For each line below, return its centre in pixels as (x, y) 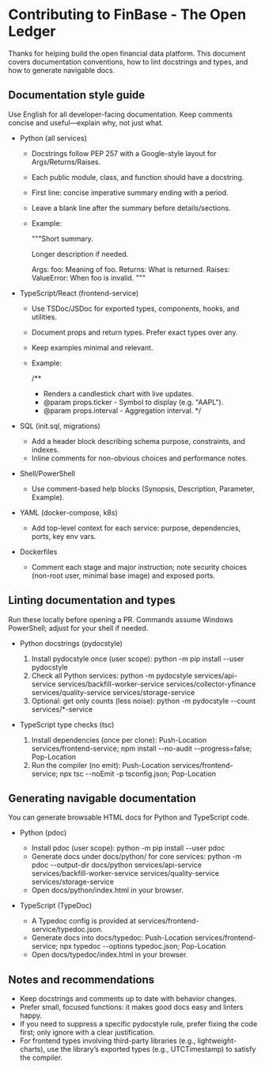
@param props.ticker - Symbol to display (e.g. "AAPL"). (133, 402)
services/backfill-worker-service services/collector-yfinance (157, 684)
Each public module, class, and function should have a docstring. (138, 177)
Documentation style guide (77, 96)
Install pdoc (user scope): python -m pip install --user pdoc (128, 848)
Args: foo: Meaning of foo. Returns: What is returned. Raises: (131, 269)
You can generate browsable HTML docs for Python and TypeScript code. (129, 817)
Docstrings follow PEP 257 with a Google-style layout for (124, 153)
